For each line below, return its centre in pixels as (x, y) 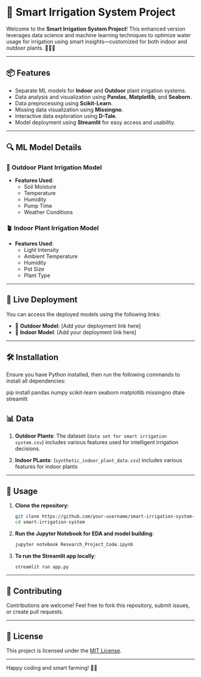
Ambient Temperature (51, 256)
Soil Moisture (40, 187)
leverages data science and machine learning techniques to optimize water (99, 35)
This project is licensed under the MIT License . (64, 651)
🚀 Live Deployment (42, 300)
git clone (27, 516)
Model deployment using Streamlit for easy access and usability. (95, 122)
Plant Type (37, 275)
